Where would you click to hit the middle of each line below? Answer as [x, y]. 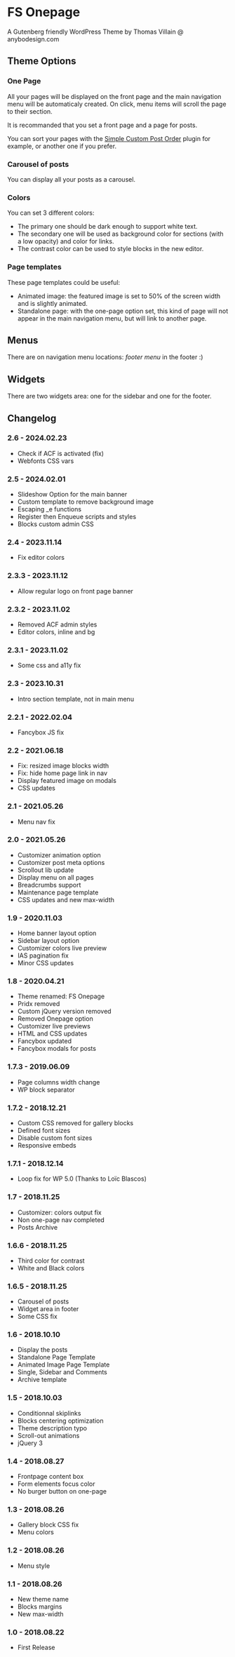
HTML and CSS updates [52, 1034]
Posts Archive [38, 1227]
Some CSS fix [37, 1317]
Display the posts [42, 1350]
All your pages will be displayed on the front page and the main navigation [114, 96]
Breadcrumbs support [49, 885]
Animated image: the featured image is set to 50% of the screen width [119, 296]
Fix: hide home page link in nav [62, 773]
